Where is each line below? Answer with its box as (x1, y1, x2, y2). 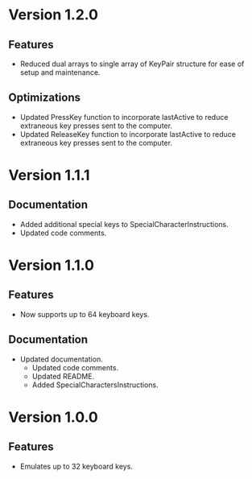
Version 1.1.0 (8, 256, 95, 275)
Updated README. (31, 371, 95, 381)
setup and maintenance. (19, 68, 101, 77)
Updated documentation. (19, 354, 103, 364)
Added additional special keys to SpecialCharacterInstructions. (19, 219, 229, 229)
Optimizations (8, 91, 81, 105)
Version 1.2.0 (8, 6, 99, 24)
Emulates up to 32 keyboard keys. (19, 461, 133, 471)
